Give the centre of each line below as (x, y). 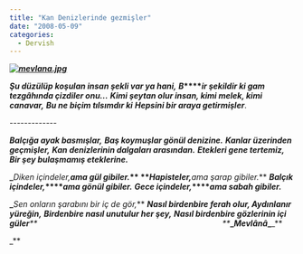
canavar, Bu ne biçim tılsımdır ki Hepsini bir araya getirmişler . (128, 106)
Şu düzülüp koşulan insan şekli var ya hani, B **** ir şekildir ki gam (137, 86)
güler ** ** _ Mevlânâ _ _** (146, 223)
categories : (32, 34)
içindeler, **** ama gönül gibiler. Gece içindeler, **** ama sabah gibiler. (146, 187)
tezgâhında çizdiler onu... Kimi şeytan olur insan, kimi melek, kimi (136, 96)
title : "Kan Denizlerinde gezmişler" (80, 18)
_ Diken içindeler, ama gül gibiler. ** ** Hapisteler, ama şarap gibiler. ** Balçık (151, 177)
